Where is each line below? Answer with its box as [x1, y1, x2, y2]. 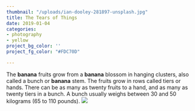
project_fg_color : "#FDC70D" [6, 49, 80, 55]
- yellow [6, 37, 29, 43]
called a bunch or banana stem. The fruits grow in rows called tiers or [6, 77, 181, 84]
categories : [6, 26, 36, 32]
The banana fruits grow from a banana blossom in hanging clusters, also [6, 71, 190, 78]
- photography [6, 32, 43, 38]
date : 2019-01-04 [6, 20, 50, 26]
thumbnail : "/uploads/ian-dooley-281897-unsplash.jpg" [6, 9, 148, 15]
